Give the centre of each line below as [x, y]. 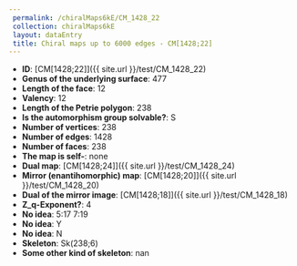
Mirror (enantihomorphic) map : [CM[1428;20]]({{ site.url [129, 176]
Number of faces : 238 [64, 147]
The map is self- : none [65, 157]
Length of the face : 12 [64, 88]
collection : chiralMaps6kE [64, 26]
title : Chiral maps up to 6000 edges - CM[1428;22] [113, 43]
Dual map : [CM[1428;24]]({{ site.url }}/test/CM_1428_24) [128, 166]
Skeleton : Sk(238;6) [60, 243]
